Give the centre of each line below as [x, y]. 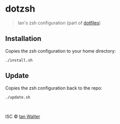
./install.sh [19, 60]
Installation [23, 39]
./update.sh [18, 97]
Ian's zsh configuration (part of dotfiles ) [59, 23]
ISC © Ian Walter [23, 116]
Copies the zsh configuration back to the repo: [54, 88]
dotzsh [20, 9]
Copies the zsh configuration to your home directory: [61, 51]
